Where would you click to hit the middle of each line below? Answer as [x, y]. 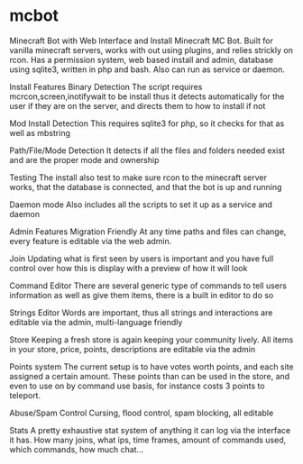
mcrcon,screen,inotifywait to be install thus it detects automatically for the [147, 96]
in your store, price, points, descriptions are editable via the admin [132, 349]
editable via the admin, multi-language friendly [96, 322]
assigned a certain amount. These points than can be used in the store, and [150, 376]
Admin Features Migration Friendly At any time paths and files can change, [148, 232]
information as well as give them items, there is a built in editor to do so [142, 295]
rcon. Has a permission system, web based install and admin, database [142, 59]
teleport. [25, 395]
